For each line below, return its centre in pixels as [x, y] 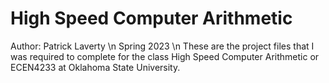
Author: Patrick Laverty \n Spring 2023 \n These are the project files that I [162, 46]
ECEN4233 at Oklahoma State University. [95, 67]
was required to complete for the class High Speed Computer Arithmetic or [165, 56]
